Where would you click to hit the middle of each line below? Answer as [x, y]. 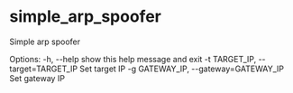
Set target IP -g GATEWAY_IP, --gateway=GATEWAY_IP [182, 69]
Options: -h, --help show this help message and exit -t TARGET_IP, [133, 59]
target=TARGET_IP [44, 69]
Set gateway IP [37, 78]
